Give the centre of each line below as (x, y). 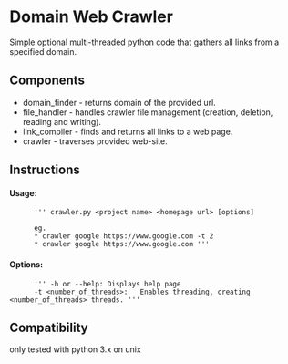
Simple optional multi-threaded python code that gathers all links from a (144, 42)
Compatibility (49, 327)
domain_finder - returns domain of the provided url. (119, 102)
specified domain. (43, 51)
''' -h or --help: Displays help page (107, 284)
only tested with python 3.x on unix (75, 349)
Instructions (45, 170)
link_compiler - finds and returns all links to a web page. (128, 131)
